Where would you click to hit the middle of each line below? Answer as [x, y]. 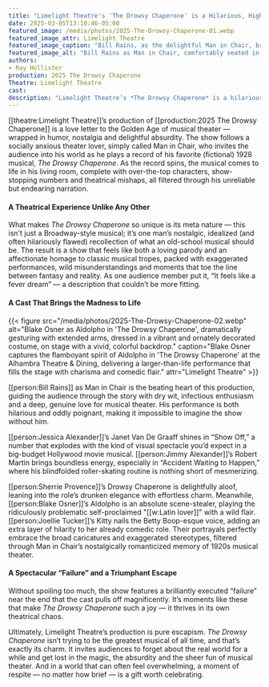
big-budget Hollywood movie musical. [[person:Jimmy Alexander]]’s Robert [133, 454]
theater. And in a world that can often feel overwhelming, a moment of [124, 665]
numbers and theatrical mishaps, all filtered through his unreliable [147, 180]
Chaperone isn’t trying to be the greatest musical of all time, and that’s [124, 640]
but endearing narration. [48, 188]
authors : [23, 61]
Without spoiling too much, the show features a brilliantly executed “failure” [133, 591]
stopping [23, 180]
